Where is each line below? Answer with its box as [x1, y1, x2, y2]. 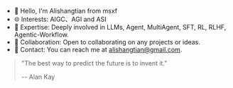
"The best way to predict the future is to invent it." [21, 59, 168, 67]
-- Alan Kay [21, 73, 55, 81]
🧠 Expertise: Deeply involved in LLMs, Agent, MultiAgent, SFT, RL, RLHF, [13, 23, 227, 31]
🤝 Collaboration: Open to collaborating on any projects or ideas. [13, 38, 201, 46]
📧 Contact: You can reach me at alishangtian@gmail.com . [13, 46, 183, 54]
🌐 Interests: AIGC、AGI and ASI [13, 15, 107, 23]
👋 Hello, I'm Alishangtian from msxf [13, 7, 118, 15]
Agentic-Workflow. [13, 30, 69, 39]
